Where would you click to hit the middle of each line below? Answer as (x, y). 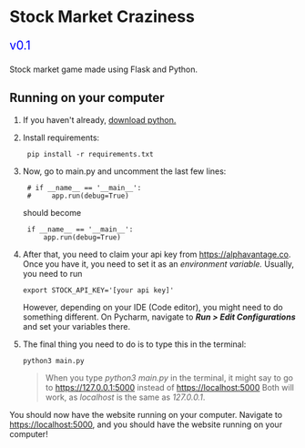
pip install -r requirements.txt (90, 154)
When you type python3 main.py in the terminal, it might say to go (169, 377)
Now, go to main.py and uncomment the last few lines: (124, 171)
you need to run (52, 273)
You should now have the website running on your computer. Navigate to (146, 414)
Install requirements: (61, 137)
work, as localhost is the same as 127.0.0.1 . (125, 397)
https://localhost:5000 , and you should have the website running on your (146, 424)
